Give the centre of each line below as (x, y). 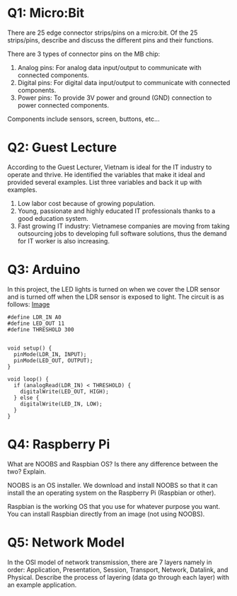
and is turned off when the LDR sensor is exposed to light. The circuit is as (116, 297)
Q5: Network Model (66, 542)
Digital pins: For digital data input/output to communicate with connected (124, 82)
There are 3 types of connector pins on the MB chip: (84, 54)
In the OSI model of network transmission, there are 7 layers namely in (110, 562)
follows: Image (29, 304)
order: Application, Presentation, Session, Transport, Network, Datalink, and (118, 569)
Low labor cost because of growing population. (86, 203)
